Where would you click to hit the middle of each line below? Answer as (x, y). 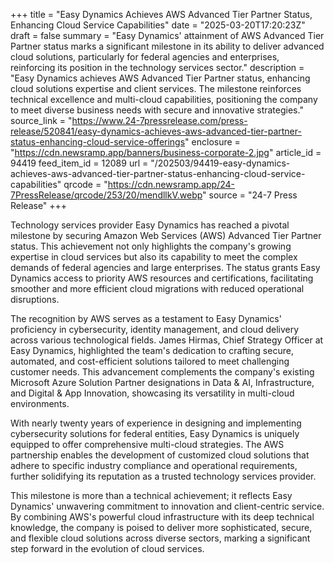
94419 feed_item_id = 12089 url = (79, 163)
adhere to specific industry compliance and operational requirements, (154, 465)
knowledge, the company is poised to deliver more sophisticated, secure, (161, 527)
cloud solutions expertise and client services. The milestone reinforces (156, 88)
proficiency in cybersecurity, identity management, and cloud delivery (155, 329)
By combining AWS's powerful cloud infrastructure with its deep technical (162, 517)
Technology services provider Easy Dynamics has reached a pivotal (150, 225)
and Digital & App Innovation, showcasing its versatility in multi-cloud (152, 393)
